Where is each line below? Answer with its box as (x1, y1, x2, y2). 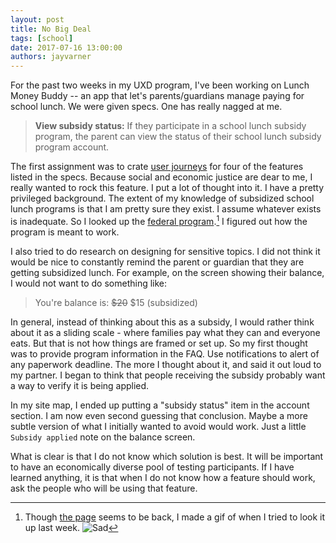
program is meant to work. (10, 226, 120, 238)
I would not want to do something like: (10, 277, 168, 289)
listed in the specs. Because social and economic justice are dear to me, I (10, 171, 313, 183)
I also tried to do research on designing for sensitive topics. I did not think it (10, 245, 321, 257)
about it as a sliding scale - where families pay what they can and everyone (10, 326, 321, 338)
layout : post (10, 14, 65, 25)
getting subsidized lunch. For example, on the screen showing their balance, (10, 266, 325, 278)
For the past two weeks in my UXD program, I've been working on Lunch (10, 79, 310, 91)
